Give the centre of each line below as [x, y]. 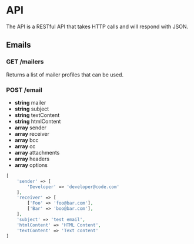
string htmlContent [38, 121]
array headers [32, 159]
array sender [31, 128]
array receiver [32, 133]
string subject [32, 109]
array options [31, 165]
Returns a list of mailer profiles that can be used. [65, 75]
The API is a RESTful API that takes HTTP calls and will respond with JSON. [97, 26]
